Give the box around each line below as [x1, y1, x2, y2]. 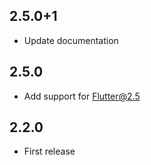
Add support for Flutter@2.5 [23, 90, 141, 102]
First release [23, 145, 76, 158]
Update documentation [23, 34, 119, 46]
